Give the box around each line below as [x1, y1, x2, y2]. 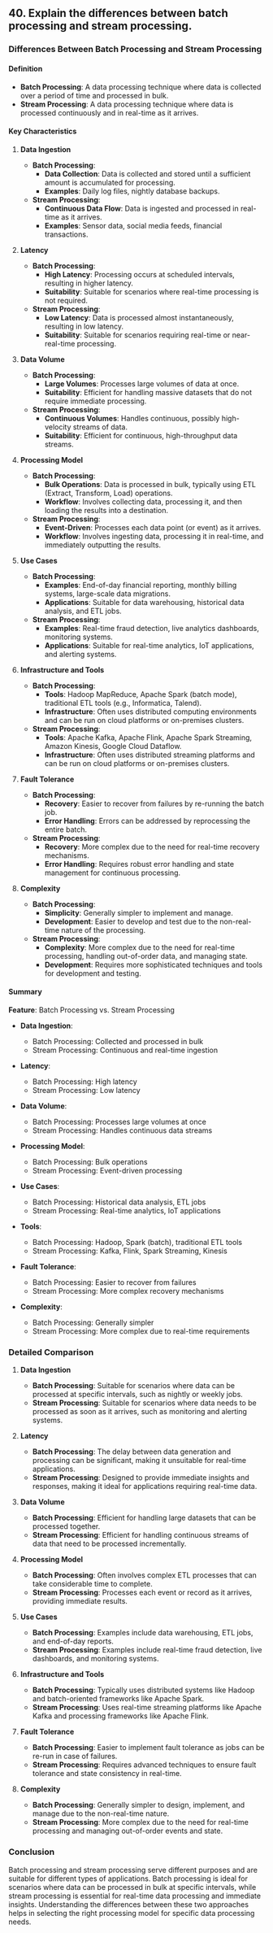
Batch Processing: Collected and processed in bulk [32, 1036, 204, 1046]
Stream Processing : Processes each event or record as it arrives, [32, 1587, 253, 1597]
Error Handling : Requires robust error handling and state [44, 859, 234, 869]
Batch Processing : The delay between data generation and [32, 1447, 232, 1456]
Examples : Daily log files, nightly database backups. [44, 186, 220, 196]
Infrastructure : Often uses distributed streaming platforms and [44, 750, 256, 760]
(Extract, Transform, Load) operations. [44, 488, 173, 498]
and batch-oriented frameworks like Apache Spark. [32, 1694, 205, 1704]
